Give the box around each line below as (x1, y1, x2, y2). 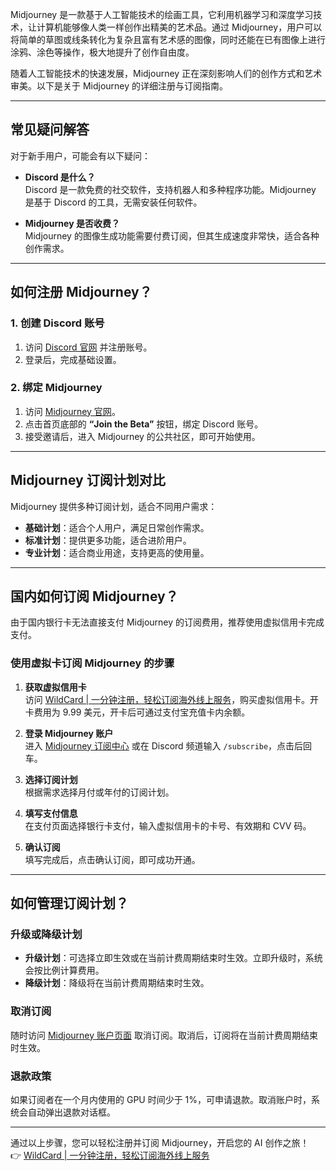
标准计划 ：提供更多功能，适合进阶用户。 (24, 534, 192, 546)
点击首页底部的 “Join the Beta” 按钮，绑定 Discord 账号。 (24, 418, 264, 430)
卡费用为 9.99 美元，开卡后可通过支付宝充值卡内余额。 (24, 706, 251, 718)
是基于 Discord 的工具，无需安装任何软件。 (24, 196, 203, 208)
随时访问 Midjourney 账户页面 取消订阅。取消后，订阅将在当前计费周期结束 (10, 1029, 319, 1041)
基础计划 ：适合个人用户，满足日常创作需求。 (24, 521, 210, 533)
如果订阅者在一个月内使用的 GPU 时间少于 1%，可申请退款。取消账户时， (10, 1094, 312, 1105)
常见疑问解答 (10, 121, 90, 138)
